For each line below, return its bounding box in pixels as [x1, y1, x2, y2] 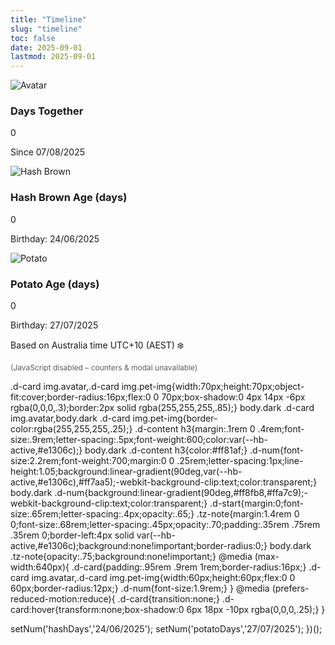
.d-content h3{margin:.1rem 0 [134, 423, 256, 435]
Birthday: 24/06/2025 [10, 232, 100, 245]
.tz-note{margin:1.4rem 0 [196, 508, 300, 520]
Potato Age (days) [10, 277, 100, 291]
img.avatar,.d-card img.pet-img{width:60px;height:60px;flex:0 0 [31, 572, 296, 584]
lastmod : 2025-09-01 [10, 52, 97, 62]
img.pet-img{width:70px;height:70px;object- [121, 381, 305, 393]
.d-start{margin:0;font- [209, 497, 304, 510]
